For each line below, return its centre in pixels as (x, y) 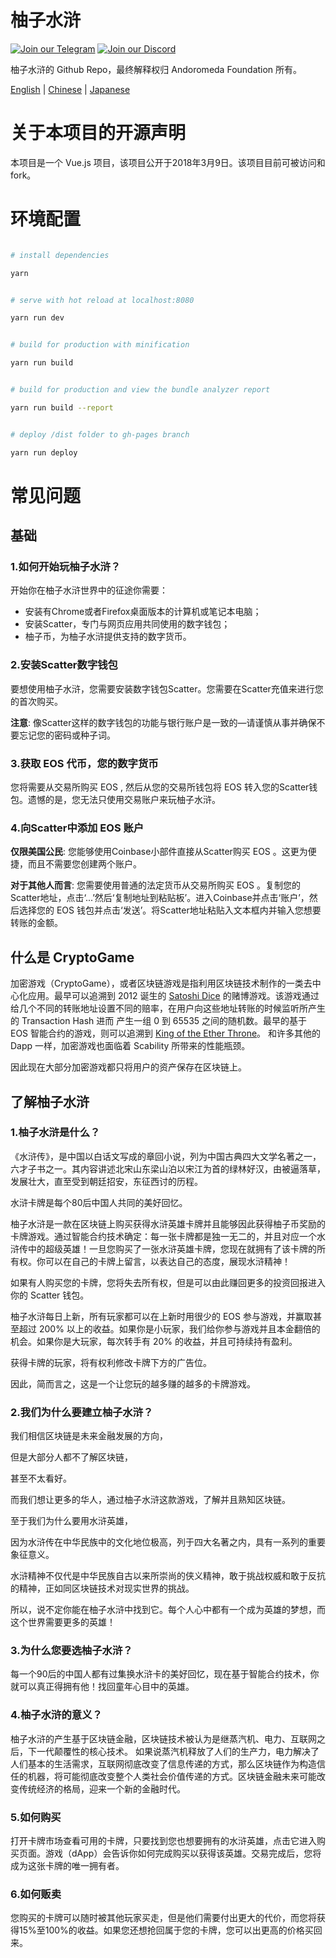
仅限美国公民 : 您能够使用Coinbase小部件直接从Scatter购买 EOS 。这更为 (159, 852)
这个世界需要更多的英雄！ (63, 1622)
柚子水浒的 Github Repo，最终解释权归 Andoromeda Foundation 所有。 (156, 69)
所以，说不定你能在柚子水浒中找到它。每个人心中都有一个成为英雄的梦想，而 (168, 1610)
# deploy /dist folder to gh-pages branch (100, 434)
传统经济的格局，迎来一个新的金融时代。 (102, 1788)
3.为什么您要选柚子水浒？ (71, 1651)
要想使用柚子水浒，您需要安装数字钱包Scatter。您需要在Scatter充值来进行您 (167, 688)
